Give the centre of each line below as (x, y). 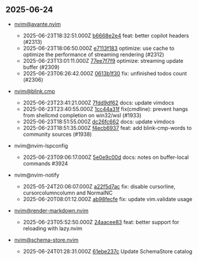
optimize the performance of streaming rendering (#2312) (93, 54)
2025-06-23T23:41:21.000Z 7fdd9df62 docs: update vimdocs (98, 103)
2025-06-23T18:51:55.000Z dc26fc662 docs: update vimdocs (99, 122)
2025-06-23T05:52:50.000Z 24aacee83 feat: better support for (101, 222)
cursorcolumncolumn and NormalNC (68, 193)
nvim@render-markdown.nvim (51, 211)
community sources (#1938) (58, 134)
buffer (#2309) (41, 67)
